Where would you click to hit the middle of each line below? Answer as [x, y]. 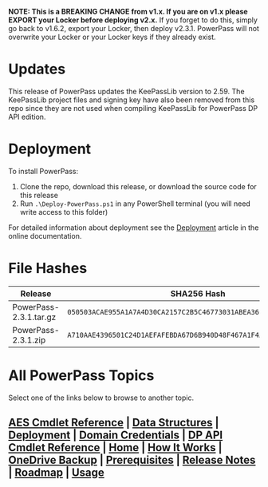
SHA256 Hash [198, 293]
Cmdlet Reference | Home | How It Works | [115, 447]
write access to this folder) [64, 212]
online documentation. [45, 236]
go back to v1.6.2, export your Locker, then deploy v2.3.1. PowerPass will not [134, 28]
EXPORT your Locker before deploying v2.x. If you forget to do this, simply [133, 20]
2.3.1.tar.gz [34, 317]
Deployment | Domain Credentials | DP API [116, 436]
